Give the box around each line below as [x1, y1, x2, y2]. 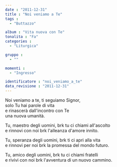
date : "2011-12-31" [5, 7, 48, 12]
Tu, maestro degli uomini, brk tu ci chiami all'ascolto [5, 122, 111, 128]
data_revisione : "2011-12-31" [5, 84, 69, 89]
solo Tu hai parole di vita [5, 103, 55, 108]
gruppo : [5, 52, 23, 57]
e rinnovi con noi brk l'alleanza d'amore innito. [5, 128, 99, 133]
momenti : [5, 66, 26, 71]
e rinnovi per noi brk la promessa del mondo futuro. [5, 142, 110, 148]
